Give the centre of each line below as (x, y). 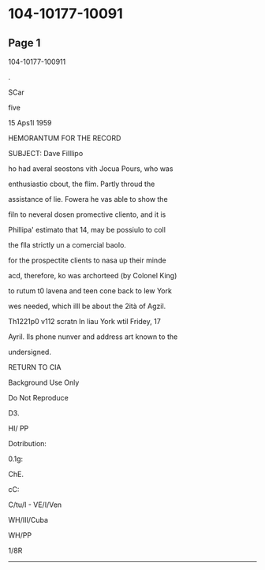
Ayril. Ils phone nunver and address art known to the (93, 337)
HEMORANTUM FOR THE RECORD (65, 138)
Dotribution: (28, 443)
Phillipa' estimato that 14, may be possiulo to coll (87, 230)
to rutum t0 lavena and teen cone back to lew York (90, 291)
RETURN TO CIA (35, 367)
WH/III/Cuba (28, 520)
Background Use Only (44, 382)
